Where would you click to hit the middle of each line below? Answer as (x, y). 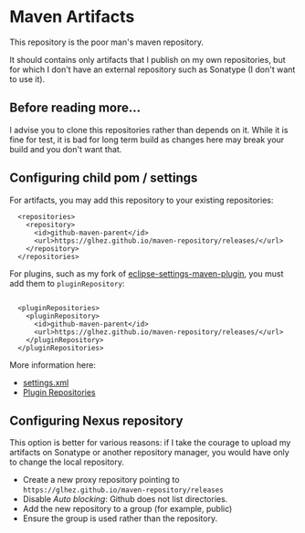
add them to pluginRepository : (67, 283)
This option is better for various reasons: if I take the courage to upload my (150, 443)
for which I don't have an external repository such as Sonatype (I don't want (152, 69)
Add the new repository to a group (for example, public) (127, 509)
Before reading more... (75, 108)
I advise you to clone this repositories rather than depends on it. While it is (149, 130)
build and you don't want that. (66, 149)
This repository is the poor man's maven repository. (106, 42)
